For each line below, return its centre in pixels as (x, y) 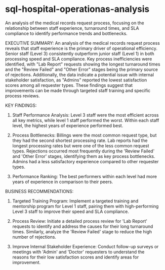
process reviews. (22, 96)
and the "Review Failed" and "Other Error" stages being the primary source (82, 69)
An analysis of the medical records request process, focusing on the (75, 23)
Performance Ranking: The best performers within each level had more (84, 176)
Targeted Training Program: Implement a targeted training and (75, 201)
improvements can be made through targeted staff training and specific (78, 90)
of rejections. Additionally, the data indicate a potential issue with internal (80, 74)
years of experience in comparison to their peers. (62, 182)
